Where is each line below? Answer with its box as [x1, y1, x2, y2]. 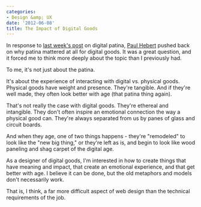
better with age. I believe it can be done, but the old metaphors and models [6, 170, 192, 177]
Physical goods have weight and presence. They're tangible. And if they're [6, 84, 191, 92]
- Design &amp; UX [6, 14, 52, 20]
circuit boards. [6, 121, 42, 129]
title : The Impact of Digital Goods [6, 25, 98, 32]
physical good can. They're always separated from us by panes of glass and [6, 115, 195, 122]
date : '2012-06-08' [6, 20, 55, 26]
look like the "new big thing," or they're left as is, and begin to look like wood [6, 139, 196, 147]
